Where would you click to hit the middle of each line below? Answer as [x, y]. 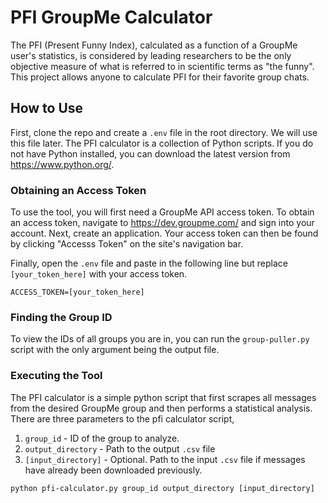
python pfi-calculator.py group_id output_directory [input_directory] [162, 488]
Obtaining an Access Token [78, 190]
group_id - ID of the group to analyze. [102, 438]
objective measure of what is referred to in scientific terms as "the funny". [162, 66]
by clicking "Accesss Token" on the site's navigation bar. [127, 244]
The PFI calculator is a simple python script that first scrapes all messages [163, 397]
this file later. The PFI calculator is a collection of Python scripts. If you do [162, 143]
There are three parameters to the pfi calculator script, [122, 418]
